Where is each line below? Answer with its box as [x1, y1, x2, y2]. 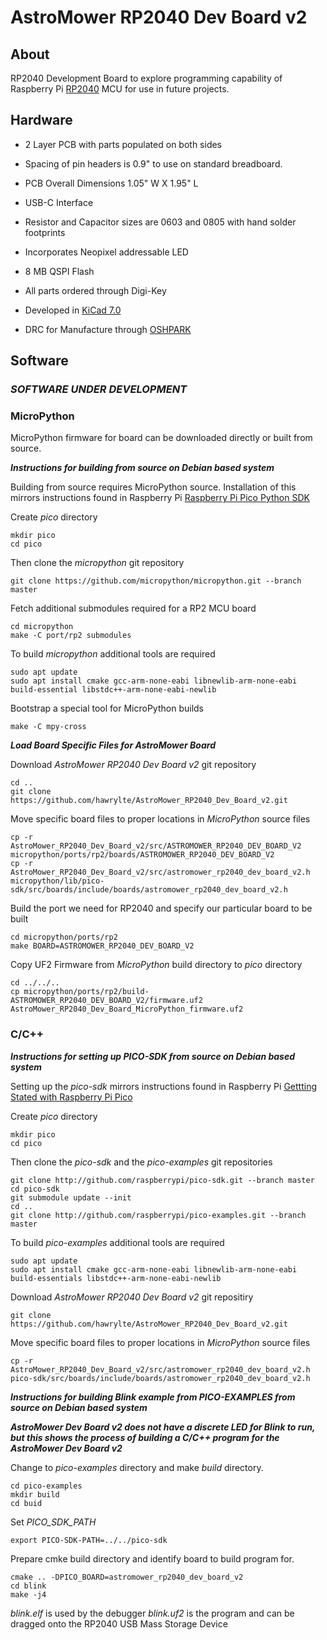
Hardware [10, 112, 73, 129]
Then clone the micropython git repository [10, 557, 185, 569]
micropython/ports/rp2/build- [23, 987, 150, 997]
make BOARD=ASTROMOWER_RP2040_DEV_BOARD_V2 [10, 941, 195, 951]
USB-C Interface [24, 196, 94, 208]
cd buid [10, 1498, 43, 1508]
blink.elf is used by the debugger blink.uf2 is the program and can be [10, 1607, 295, 1619]
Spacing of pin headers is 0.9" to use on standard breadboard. [24, 157, 283, 170]
